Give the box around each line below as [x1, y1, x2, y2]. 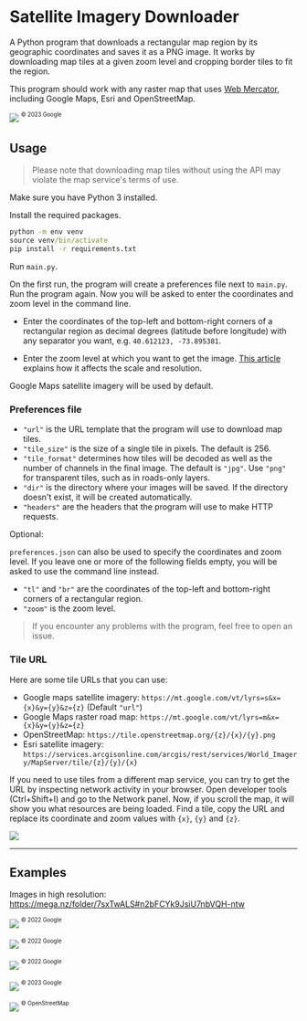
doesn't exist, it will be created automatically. [22, 491, 193, 503]
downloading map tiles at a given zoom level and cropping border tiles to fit [9, 56, 293, 67]
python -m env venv [9, 227, 84, 237]
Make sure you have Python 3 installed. [9, 192, 158, 203]
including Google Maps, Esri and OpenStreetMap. [9, 93, 196, 104]
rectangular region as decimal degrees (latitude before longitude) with [22, 325, 287, 336]
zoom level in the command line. [9, 298, 132, 309]
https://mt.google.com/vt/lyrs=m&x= [140, 712, 280, 722]
